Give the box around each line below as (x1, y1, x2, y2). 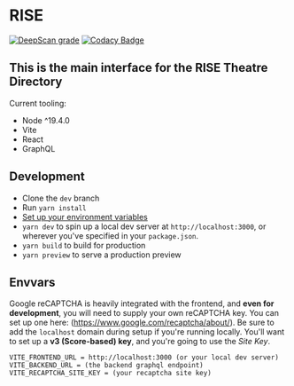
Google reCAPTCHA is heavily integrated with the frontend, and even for (9, 298, 275, 309)
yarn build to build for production (21, 240, 146, 250)
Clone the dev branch (21, 193, 100, 203)
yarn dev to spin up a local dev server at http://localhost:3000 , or (21, 221, 267, 232)
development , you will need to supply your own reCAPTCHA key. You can (9, 308, 279, 319)
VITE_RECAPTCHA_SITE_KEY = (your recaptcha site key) (9, 369, 213, 378)
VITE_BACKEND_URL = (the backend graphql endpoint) (9, 361, 204, 370)
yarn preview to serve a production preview (21, 249, 182, 260)
